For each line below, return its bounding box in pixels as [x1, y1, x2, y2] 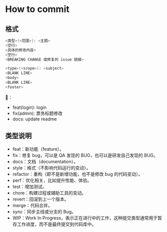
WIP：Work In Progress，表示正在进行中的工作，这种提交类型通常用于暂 [12, 214, 162, 221]
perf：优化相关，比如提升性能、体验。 [12, 177, 92, 183]
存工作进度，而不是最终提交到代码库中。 [12, 221, 96, 227]
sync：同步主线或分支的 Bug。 [12, 208, 76, 214]
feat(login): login [12, 104, 47, 110]
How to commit [5, 4, 70, 15]
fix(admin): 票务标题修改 [12, 110, 63, 116]
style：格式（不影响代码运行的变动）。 [12, 164, 91, 171]
